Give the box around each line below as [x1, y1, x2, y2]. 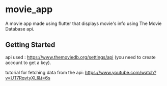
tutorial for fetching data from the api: [5, 69, 84, 75]
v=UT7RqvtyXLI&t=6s [5, 75, 51, 81]
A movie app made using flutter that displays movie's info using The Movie [5, 20, 162, 26]
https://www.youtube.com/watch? [85, 69, 157, 75]
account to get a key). [5, 60, 51, 66]
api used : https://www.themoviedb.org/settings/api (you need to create [5, 54, 156, 60]
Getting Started [5, 41, 55, 49]
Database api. [5, 25, 35, 32]
